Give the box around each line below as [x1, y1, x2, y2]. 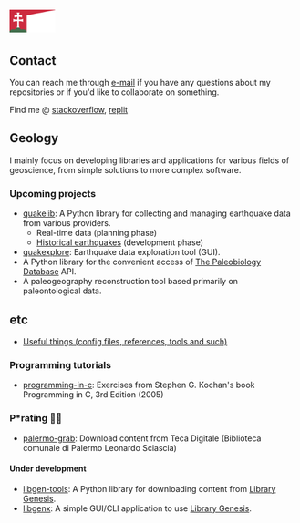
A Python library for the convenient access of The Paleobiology [22, 256, 262, 268]
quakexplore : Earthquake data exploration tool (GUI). [22, 247, 221, 258]
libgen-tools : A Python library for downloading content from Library [22, 483, 276, 494]
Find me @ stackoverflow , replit [9, 105, 129, 115]
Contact [9, 53, 57, 68]
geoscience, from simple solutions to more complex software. [9, 164, 242, 175]
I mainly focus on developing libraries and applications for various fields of [9, 155, 290, 166]
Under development [9, 463, 87, 474]
